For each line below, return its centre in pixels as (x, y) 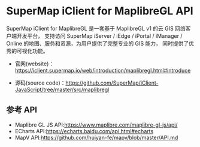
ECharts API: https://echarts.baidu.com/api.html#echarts (84, 131)
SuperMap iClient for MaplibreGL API (100, 11)
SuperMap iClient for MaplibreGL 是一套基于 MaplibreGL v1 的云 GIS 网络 (96, 28)
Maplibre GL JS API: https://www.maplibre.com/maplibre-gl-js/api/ (96, 125)
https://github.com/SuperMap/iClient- (112, 83)
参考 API (22, 110)
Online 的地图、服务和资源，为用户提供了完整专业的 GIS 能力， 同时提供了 (98, 43)
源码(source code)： (40, 83)
